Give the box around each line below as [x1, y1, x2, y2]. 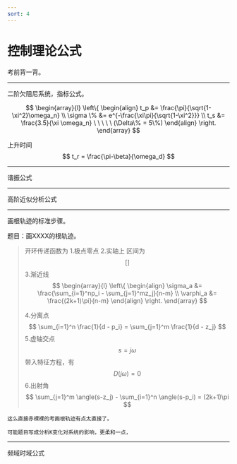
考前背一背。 [7, 68, 44, 76]
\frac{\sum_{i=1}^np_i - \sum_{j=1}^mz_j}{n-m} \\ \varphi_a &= [37, 289, 217, 297]
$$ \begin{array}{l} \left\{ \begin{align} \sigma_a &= [51, 281, 203, 290]
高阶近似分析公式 [7, 195, 57, 203]
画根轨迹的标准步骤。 [7, 216, 69, 225]
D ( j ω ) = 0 [113, 369, 142, 378]
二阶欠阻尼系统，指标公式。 [7, 89, 88, 97]
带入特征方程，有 [24, 357, 75, 366]
